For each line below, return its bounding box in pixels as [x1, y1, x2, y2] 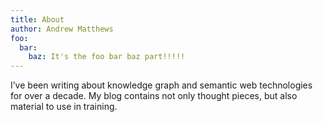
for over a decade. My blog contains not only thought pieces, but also [10, 90, 298, 102]
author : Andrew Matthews [10, 24, 114, 34]
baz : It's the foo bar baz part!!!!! [28, 52, 186, 62]
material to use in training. [10, 101, 118, 113]
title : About [10, 14, 65, 25]
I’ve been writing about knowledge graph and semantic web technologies [10, 79, 313, 91]
